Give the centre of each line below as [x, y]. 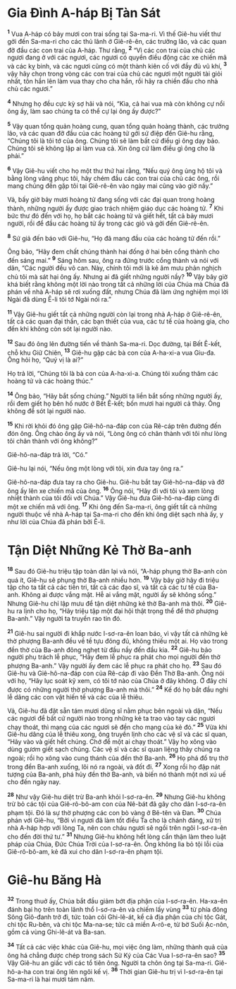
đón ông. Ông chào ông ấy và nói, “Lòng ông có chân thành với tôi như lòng [117, 433]
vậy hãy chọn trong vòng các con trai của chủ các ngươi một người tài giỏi [115, 73]
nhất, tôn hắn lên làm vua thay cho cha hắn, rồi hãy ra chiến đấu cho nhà [113, 81]
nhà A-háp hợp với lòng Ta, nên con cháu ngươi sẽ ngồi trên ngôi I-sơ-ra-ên [117, 827]
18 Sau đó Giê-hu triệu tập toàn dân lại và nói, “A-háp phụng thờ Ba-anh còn [117, 570]
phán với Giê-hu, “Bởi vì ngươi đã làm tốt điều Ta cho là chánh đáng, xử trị [114, 820]
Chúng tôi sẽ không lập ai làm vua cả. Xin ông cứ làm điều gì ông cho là [111, 148]
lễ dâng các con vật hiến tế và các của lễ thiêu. [76, 697]
